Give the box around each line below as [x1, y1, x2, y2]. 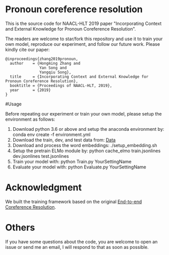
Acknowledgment [5, 182, 82, 193]
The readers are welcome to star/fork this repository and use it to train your [5, 36, 163, 42]
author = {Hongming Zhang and [10, 61, 81, 66]
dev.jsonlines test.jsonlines [12, 153, 70, 159]
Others [5, 222, 36, 234]
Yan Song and [39, 65, 67, 70]
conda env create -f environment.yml [12, 131, 91, 137]
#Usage [5, 101, 22, 107]
